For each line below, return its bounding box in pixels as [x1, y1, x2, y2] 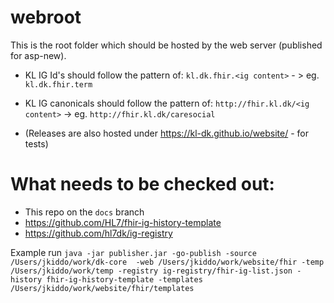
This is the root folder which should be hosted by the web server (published [10, 39, 323, 51]
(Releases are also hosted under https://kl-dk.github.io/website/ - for [24, 127, 309, 139]
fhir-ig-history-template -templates [46, 274, 203, 285]
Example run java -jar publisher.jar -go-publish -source [10, 246, 257, 258]
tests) [24, 137, 49, 150]
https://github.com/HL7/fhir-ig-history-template [24, 216, 222, 228]
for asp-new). [10, 49, 67, 61]
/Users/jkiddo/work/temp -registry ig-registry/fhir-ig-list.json [10, 266, 293, 276]
